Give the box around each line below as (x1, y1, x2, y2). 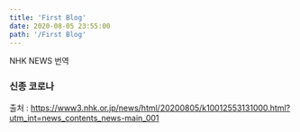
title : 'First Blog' (9, 13, 87, 22)
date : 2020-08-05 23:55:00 (9, 22, 111, 31)
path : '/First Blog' (9, 30, 87, 39)
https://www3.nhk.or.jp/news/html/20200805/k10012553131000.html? (30, 102, 291, 113)
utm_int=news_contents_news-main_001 (9, 112, 159, 123)
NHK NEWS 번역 (9, 56, 69, 66)
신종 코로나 (9, 80, 55, 92)
